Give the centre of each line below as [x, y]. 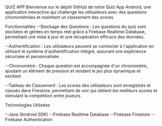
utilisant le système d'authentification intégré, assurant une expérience [76, 51]
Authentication [38, 119]
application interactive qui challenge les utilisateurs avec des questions [76, 12]
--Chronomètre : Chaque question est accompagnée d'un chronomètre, [77, 66]
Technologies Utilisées [28, 105]
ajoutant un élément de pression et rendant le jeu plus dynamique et [73, 71]
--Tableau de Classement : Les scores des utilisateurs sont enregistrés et [78, 85]
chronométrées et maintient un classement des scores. [60, 17]
